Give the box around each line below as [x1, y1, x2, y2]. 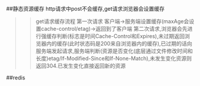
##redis [6, 74, 26, 81]
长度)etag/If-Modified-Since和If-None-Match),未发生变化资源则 [35, 55, 192, 62]
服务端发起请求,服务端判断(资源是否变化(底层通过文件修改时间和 [35, 47, 193, 55]
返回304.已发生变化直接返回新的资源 [35, 62, 126, 69]
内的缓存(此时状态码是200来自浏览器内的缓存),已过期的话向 [46, 40, 193, 47]
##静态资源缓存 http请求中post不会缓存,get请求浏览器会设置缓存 [6, 5, 165, 12]
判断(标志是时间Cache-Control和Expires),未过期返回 [56, 33, 185, 40]
